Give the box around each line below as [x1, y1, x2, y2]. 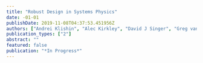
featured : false [6, 43, 47, 49]
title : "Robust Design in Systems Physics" [6, 8, 118, 15]
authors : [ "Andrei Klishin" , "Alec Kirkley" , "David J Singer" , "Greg [6, 25, 188, 32]
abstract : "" [6, 37, 39, 43]
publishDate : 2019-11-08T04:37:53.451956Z [6, 20, 115, 26]
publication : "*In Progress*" [6, 48, 83, 54]
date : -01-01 [6, 14, 39, 20]
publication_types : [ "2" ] [6, 31, 71, 37]
